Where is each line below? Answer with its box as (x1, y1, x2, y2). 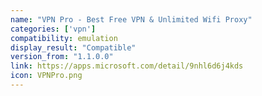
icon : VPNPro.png (10, 71, 83, 81)
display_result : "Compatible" (10, 42, 137, 53)
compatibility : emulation (10, 33, 118, 43)
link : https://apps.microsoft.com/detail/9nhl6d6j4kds (10, 61, 244, 71)
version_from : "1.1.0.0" (10, 52, 114, 62)
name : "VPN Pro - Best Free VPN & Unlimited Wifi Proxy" (10, 14, 253, 25)
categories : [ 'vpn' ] (10, 24, 97, 34)
